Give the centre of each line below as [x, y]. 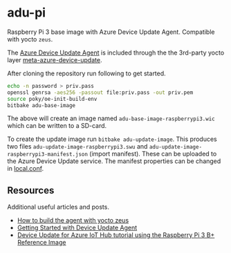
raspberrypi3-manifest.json [48, 154]
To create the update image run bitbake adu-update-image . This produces [112, 139]
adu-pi [27, 13]
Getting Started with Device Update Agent [77, 228]
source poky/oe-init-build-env [52, 99]
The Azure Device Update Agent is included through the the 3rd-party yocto [116, 53]
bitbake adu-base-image [41, 105]
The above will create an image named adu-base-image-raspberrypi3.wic [111, 118]
